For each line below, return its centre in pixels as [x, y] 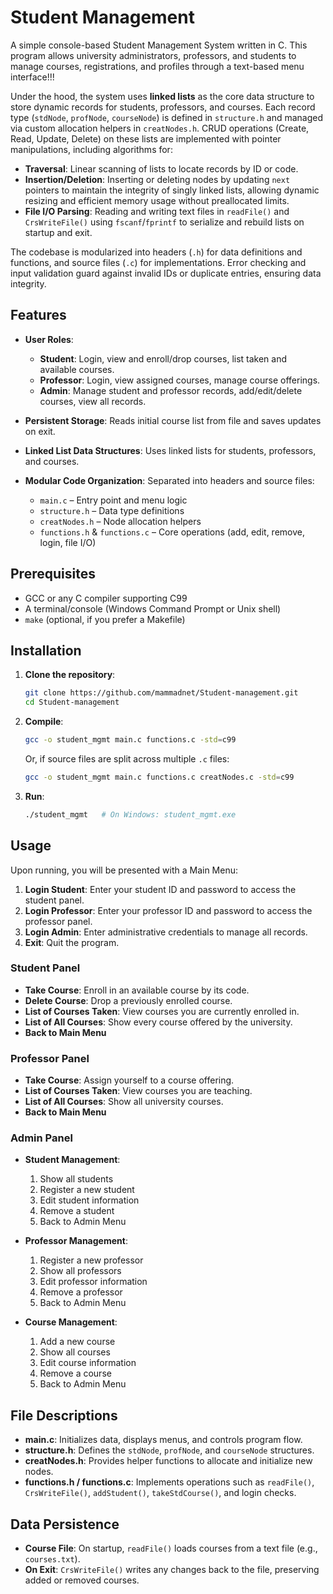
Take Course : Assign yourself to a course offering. [129, 1080]
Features [38, 315]
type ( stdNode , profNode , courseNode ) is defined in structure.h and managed [167, 117]
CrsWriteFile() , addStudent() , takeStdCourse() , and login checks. [160, 1493]
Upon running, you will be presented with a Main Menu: [124, 870]
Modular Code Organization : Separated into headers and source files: [169, 480]
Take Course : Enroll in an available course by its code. [137, 990]
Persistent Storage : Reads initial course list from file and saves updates [173, 420]
